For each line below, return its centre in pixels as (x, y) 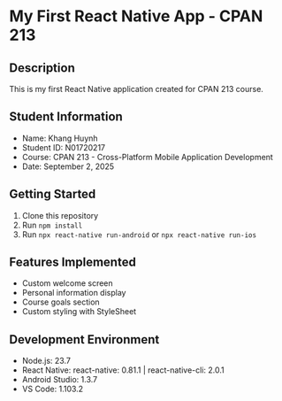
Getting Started (53, 194)
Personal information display (74, 293)
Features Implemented (73, 262)
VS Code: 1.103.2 (53, 389)
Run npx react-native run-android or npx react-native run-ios (139, 234)
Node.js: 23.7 (46, 361)
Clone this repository (60, 215)
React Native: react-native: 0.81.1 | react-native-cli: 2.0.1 (123, 370)
